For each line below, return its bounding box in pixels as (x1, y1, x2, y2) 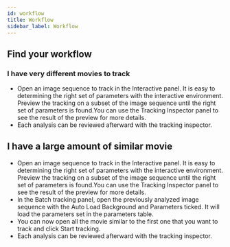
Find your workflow (7, 48, 93, 60)
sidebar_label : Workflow (7, 23, 78, 30)
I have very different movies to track (7, 69, 130, 78)
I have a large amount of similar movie (7, 141, 173, 152)
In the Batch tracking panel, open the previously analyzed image (16, 195, 199, 203)
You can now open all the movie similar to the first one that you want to (16, 217, 218, 225)
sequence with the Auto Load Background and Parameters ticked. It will (16, 202, 220, 211)
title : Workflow (7, 16, 54, 23)
